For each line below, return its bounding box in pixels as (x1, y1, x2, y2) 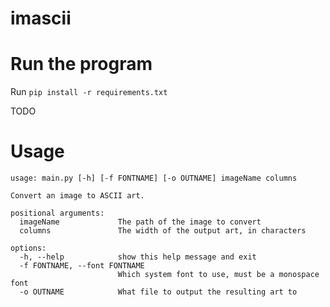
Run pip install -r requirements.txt (10, 86, 168, 98)
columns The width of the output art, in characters (19, 226, 307, 236)
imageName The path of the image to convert (19, 217, 262, 227)
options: (10, 243, 47, 254)
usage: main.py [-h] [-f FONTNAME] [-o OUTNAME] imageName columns (10, 173, 298, 184)
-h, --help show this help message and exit (19, 252, 257, 262)
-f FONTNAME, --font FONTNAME (19, 261, 145, 271)
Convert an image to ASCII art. (10, 191, 145, 201)
